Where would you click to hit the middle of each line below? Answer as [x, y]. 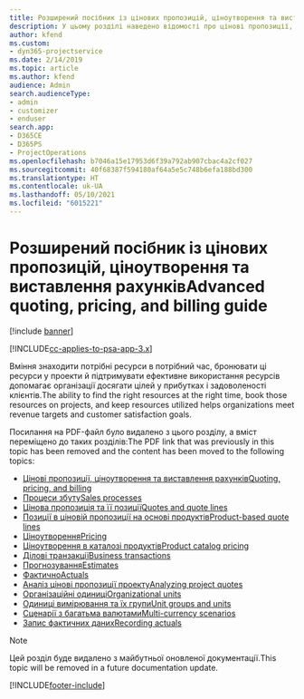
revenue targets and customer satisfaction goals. [100, 414]
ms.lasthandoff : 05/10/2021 [62, 195]
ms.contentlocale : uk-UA [56, 187]
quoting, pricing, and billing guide [139, 306]
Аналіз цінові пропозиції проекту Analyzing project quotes [133, 584]
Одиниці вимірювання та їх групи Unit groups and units [127, 603]
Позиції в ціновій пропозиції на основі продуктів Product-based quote [156, 517]
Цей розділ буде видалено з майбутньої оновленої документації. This [143, 657]
